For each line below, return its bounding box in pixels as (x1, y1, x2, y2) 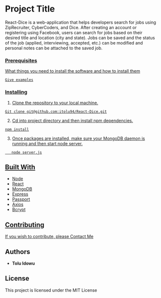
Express (12, 191, 29, 197)
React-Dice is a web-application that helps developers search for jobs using (5, 19, 156, 25)
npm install (5, 127, 29, 132)
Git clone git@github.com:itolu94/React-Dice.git (5, 109, 107, 114)
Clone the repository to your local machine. (12, 100, 98, 105)
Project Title (5, 3, 55, 15)
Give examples (5, 77, 34, 83)
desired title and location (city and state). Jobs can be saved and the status (5, 35, 155, 41)
